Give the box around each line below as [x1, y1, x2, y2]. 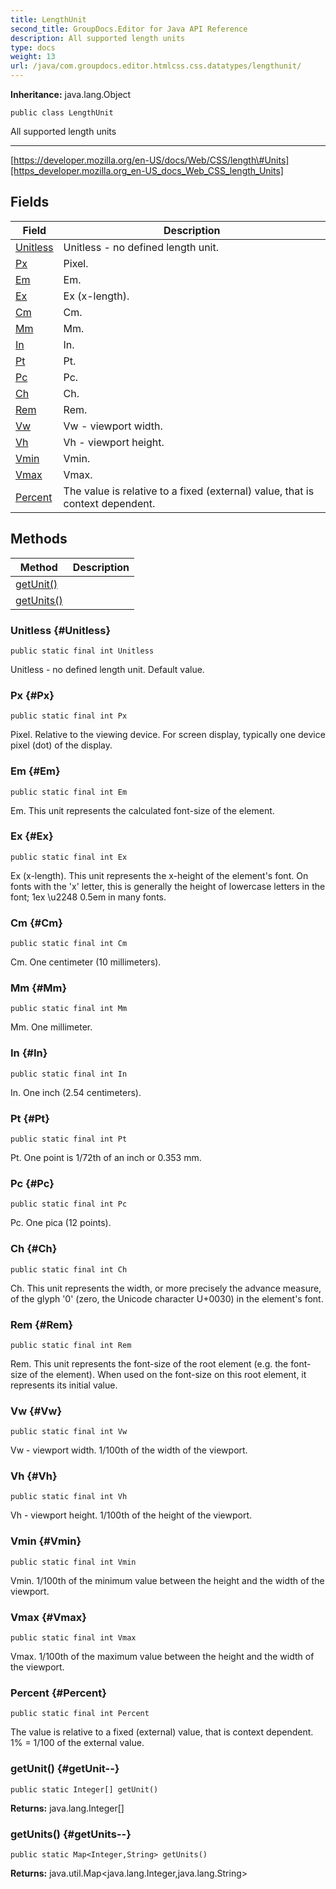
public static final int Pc [10, 1199, 128, 1210]
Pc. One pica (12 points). [10, 1217, 112, 1229]
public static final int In [10, 1069, 128, 1079]
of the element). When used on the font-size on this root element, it [29, 1368, 307, 1380]
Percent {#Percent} [10, 1686, 107, 1700]
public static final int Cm [10, 939, 128, 949]
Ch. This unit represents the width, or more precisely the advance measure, [10, 1282, 322, 1294]
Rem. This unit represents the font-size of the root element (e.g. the [10, 1357, 289, 1370]
